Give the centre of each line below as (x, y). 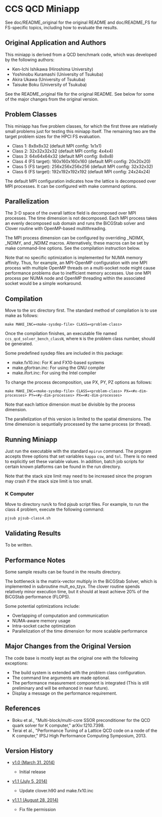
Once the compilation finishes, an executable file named (61, 333)
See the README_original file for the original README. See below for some (80, 94)
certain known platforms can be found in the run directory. (63, 467)
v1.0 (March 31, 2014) (33, 763)
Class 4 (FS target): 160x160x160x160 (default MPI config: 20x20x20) (81, 161)
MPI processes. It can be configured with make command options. (71, 186)
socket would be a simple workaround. (44, 283)
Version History (29, 751)
